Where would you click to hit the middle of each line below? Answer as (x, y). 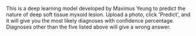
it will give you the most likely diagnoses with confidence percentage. (90, 21)
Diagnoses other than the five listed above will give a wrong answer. (88, 27)
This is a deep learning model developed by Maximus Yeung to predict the (96, 8)
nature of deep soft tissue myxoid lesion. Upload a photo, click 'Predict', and (98, 15)
